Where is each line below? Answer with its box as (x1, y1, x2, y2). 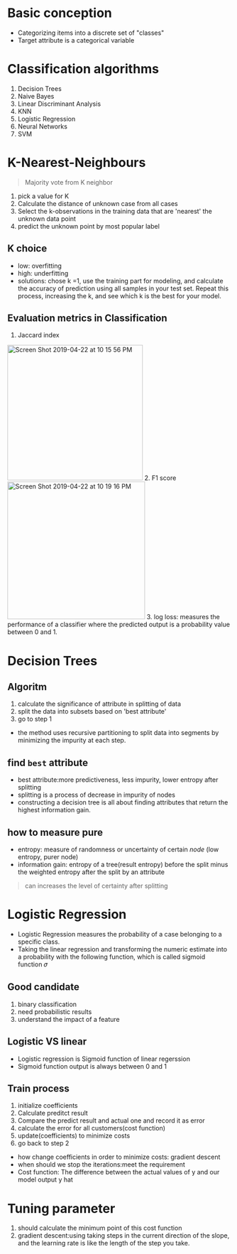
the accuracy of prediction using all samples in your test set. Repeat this (17, 284, 229, 293)
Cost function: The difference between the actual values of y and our (17, 1168, 220, 1177)
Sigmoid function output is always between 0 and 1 (17, 1062, 167, 1070)
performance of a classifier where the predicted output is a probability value (7, 620, 231, 629)
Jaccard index (17, 331, 60, 339)
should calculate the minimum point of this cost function (17, 1223, 182, 1233)
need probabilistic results (17, 1007, 92, 1016)
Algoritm (7, 681, 48, 693)
